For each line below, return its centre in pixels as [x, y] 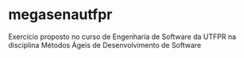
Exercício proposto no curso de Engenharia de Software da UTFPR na [122, 37]
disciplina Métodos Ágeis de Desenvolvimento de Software [105, 44]
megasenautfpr [60, 15]
